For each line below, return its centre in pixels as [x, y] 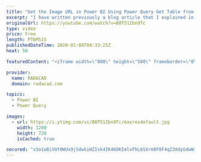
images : [16, 116]
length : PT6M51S [26, 40]
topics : [16, 94]
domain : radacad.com [37, 84]
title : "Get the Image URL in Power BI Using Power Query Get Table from [100, 12]
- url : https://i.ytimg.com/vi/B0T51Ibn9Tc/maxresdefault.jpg [91, 122]
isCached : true [36, 139]
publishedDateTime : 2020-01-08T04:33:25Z [59, 46]
